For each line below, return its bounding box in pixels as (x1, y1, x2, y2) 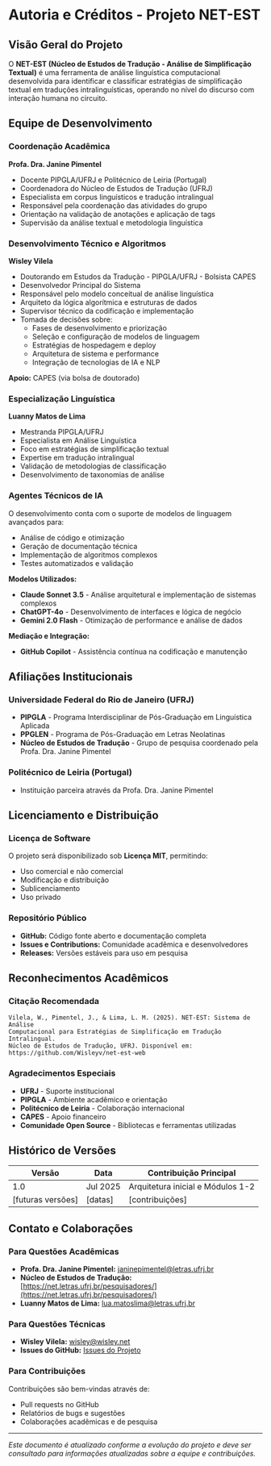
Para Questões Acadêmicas (8, 1246, 119, 1257)
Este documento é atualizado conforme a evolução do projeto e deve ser (8, 1439, 252, 1449)
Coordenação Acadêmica (8, 141, 110, 152)
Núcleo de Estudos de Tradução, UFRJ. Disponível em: (8, 1042, 194, 1050)
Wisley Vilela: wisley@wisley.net (19, 1337, 131, 1347)
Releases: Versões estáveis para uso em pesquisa (19, 947, 188, 957)
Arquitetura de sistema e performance (31, 348, 160, 358)
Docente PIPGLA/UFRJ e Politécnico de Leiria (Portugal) (19, 175, 207, 185)
